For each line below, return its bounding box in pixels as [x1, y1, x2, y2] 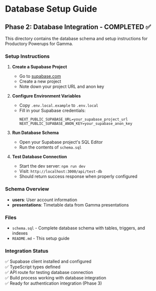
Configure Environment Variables [12, 93, 81, 99]
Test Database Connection [12, 154, 67, 160]
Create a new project [19, 79, 62, 85]
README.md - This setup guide [12, 235, 70, 241]
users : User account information [12, 197, 78, 203]
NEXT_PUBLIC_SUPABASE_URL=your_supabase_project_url [19, 117, 128, 122]
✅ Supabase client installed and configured [5, 258, 92, 264]
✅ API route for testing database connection [5, 270, 94, 275]
